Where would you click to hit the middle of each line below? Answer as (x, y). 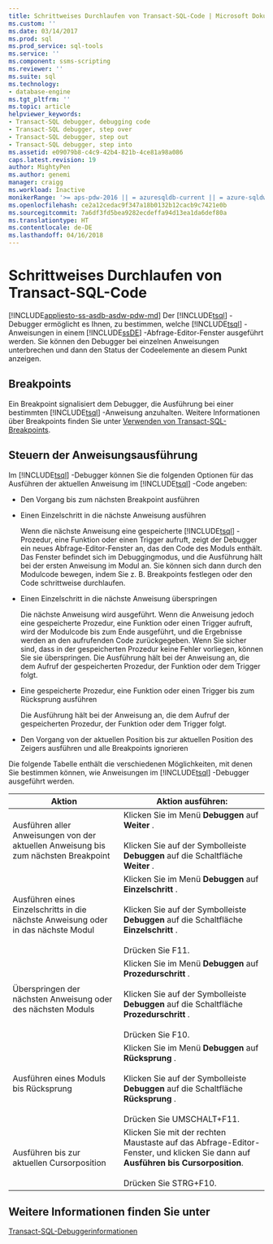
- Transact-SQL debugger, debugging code (80, 122)
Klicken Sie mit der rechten (174, 1132)
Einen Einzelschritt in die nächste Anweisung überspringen (119, 598)
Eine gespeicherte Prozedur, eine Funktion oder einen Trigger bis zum (137, 690)
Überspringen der (46, 989)
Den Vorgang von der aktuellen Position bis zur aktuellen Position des (136, 739)
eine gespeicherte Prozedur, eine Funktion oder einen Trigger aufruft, (136, 622)
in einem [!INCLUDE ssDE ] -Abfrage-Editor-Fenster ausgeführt (160, 332)
